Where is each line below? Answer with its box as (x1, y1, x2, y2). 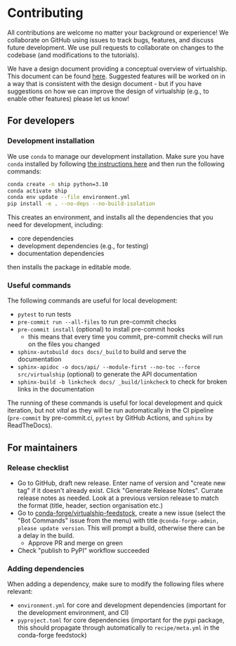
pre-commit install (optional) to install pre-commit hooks (17, 325, 185, 334)
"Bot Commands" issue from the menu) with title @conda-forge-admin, (17, 516, 220, 525)
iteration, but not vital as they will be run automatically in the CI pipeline (7, 406, 214, 415)
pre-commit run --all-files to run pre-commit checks (17, 317, 177, 326)
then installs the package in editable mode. (7, 263, 132, 272)
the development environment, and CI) (17, 609, 129, 617)
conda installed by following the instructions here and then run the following (7, 159, 225, 168)
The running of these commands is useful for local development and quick (7, 398, 223, 407)
